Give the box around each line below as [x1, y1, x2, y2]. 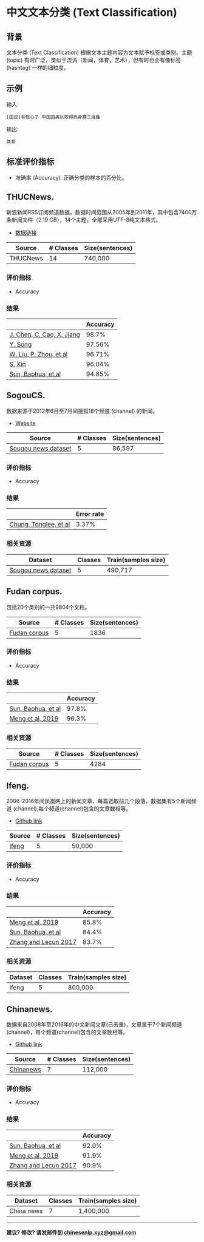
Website [15, 419, 36, 427]
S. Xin [9, 360, 26, 368]
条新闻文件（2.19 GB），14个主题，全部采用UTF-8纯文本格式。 [6, 216, 161, 223]
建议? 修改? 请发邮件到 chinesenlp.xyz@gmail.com [6, 1229, 137, 1236]
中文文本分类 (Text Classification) [6, 5, 177, 19]
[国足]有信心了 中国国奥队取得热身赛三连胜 [6, 114, 101, 120]
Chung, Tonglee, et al [9, 520, 70, 529]
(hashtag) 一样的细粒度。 [6, 64, 70, 71]
